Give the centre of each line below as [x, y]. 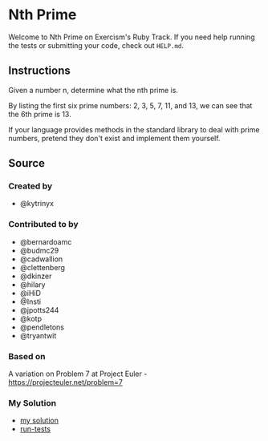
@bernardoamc [46, 241]
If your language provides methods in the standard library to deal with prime [134, 129]
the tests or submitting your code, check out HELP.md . [96, 45]
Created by [30, 186]
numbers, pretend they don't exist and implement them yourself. [114, 138]
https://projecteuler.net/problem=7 [65, 382]
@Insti [30, 301]
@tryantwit [38, 335]
